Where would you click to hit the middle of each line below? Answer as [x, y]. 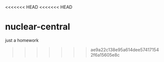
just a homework [22, 40]
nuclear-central [38, 27]
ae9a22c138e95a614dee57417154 [125, 50]
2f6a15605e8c [105, 55]
